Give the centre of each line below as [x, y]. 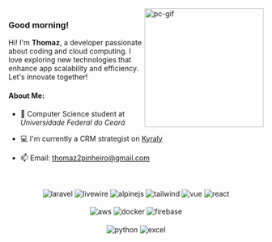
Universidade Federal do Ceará [72, 122]
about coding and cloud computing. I [70, 51]
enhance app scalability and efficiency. [74, 69]
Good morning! [38, 25]
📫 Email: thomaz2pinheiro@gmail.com [85, 158]
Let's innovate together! [48, 77]
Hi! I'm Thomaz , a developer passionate [75, 43]
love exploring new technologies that [70, 60]
